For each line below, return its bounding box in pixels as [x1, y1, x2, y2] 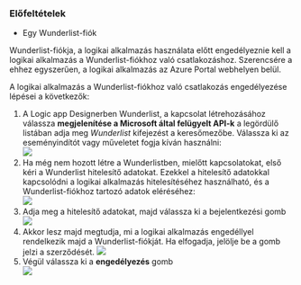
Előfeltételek [9, 7, 66, 20]
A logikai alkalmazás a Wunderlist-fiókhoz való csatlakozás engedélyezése [9, 82, 287, 93]
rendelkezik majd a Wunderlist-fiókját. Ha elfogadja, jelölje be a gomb [22, 236, 281, 247]
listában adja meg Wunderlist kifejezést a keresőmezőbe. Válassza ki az [22, 128, 290, 138]
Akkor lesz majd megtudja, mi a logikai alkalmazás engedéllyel [22, 227, 254, 237]
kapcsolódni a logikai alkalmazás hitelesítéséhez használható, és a [22, 176, 270, 187]
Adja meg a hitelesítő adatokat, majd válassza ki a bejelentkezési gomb [22, 206, 287, 218]
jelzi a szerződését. [22, 246, 95, 258]
